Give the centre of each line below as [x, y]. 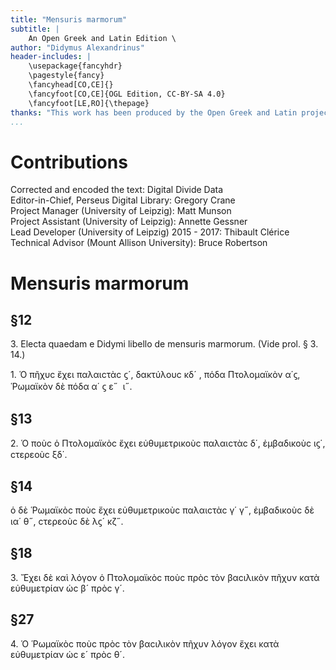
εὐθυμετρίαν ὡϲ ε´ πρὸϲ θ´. [67, 654]
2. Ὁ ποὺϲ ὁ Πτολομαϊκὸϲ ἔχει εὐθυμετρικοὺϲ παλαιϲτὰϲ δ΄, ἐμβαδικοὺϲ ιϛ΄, [168, 443]
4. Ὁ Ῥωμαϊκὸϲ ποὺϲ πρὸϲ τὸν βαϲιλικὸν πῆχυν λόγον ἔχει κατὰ [145, 643]
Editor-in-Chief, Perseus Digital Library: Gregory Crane [123, 200]
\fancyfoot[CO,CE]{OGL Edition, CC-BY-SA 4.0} [127, 94]
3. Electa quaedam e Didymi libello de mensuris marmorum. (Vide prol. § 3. [164, 344]
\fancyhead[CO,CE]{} [71, 85]
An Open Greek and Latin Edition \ [102, 38]
